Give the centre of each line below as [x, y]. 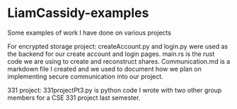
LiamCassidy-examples [78, 13]
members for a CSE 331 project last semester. [74, 98]
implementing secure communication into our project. [86, 76]
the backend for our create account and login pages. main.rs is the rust [111, 54]
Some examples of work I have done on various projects [89, 33]
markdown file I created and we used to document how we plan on [104, 69]
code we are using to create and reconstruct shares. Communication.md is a [119, 61]
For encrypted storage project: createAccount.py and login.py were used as [118, 46]
